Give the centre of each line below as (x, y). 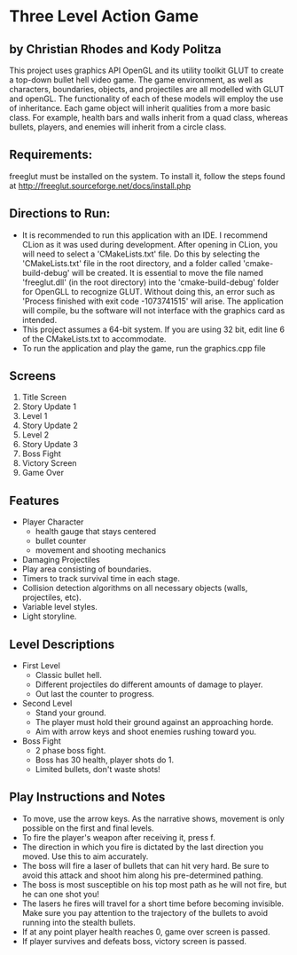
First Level (41, 666)
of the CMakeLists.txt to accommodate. (94, 338)
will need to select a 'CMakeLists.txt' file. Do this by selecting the (141, 254)
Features (34, 500)
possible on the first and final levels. (88, 828)
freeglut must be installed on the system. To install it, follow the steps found (147, 176)
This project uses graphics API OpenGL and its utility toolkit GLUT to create (146, 70)
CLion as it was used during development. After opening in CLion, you (150, 244)
